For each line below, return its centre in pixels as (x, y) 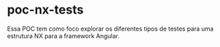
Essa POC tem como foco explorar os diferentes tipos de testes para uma (110, 29)
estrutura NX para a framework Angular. (63, 35)
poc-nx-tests (45, 10)
